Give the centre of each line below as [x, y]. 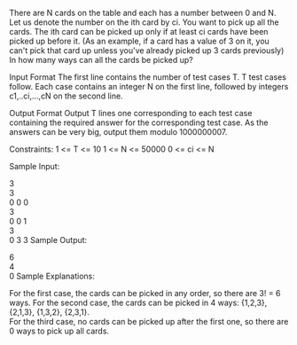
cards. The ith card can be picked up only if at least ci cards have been [139, 31]
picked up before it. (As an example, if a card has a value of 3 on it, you [140, 41]
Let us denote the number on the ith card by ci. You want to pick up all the [144, 22]
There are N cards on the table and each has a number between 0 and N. [143, 13]
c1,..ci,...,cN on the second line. [66, 96]
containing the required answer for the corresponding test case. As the [139, 122]
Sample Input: [35, 166]
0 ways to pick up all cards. [59, 331]
